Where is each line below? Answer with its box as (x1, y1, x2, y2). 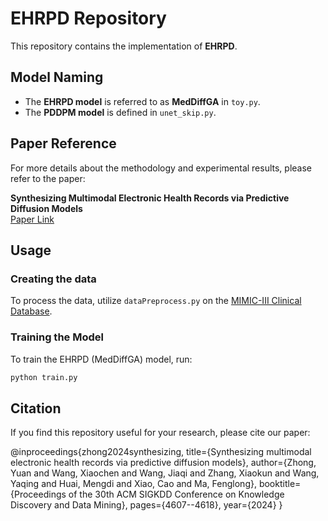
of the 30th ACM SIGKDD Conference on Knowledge (68, 488, 285, 501)
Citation (10, 400, 62, 417)
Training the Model (10, 330, 104, 344)
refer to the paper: (10, 172, 86, 184)
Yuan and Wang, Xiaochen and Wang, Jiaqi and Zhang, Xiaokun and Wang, (10, 467, 320, 479)
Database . (10, 305, 53, 317)
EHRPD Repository (10, 7, 167, 30)
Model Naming (10, 69, 104, 86)
